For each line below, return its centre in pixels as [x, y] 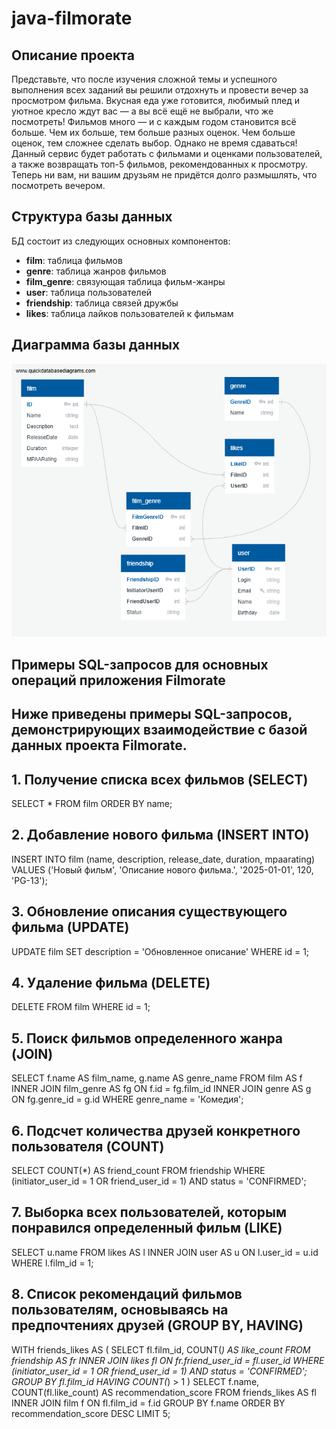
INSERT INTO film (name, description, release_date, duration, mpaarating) [163, 859]
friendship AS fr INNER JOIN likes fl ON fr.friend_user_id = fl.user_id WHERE [168, 1360]
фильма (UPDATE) [70, 927]
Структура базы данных [92, 217]
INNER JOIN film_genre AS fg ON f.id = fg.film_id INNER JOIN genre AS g [161, 1089]
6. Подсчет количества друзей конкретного [156, 1130]
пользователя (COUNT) [88, 1146]
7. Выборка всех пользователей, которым [149, 1212]
